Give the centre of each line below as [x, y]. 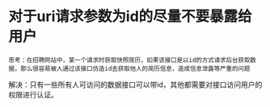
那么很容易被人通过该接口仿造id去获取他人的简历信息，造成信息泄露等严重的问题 [135, 68]
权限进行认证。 [33, 94]
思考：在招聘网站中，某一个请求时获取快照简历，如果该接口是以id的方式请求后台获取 [129, 60]
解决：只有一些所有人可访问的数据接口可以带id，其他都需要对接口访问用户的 [135, 84]
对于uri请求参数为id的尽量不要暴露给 [130, 16]
